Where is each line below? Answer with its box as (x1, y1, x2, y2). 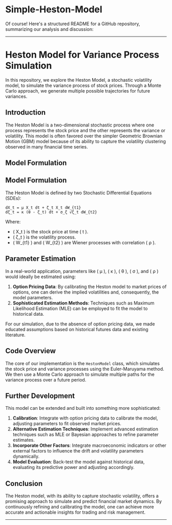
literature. (5, 332, 26, 338)
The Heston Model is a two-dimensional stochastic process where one (5, 122, 155, 128)
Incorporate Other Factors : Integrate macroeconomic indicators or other (12, 442, 166, 448)
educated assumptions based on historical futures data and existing (5, 326, 148, 332)
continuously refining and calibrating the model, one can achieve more (5, 504, 155, 510)
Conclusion (5, 479, 43, 488)
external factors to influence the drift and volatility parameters (12, 448, 144, 454)
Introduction (5, 108, 46, 117)
